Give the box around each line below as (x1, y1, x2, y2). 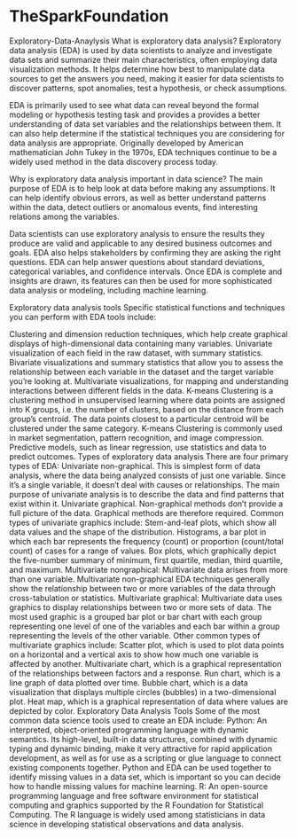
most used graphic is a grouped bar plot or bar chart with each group (9, 611, 262, 622)
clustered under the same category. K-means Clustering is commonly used (9, 423, 283, 434)
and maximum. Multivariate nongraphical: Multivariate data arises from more (9, 564, 288, 575)
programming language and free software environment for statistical (9, 790, 259, 801)
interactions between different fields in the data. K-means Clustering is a (9, 385, 274, 396)
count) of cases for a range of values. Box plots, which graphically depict (9, 545, 277, 556)
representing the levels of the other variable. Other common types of (9, 630, 261, 640)
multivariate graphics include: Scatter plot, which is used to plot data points (9, 639, 285, 650)
